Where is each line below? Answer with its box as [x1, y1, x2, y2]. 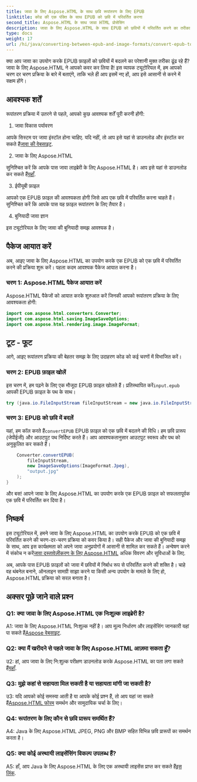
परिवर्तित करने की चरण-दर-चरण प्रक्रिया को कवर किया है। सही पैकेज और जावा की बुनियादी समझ [6, 536, 186, 543]
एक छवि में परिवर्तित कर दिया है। [6, 496, 66, 504]
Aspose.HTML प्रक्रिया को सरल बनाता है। [6, 574, 91, 582]
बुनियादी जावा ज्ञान [14, 212, 49, 219]
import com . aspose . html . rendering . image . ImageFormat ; [6, 321, 141, 327]
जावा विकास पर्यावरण [14, 122, 53, 129]
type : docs [6, 31, 33, 36]
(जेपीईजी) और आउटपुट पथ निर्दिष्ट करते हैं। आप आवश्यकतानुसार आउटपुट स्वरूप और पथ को [6, 434, 181, 441]
